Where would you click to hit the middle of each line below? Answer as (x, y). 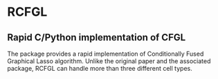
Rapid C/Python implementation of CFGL (97, 37)
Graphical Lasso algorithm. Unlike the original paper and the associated (109, 61)
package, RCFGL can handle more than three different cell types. (100, 68)
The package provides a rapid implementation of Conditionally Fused (106, 54)
